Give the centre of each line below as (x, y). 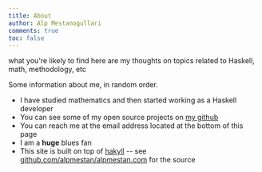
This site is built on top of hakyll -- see (83, 151)
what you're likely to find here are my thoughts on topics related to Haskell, (132, 61)
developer (36, 109)
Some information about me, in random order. (83, 85)
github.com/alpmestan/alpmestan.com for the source (107, 160)
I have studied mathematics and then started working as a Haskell (128, 100)
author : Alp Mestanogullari (55, 23)
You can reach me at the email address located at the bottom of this (131, 126)
